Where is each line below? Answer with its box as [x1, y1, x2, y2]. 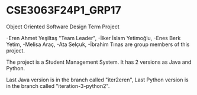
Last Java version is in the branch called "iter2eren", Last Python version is [6, 76, 189, 83]
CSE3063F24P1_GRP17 [6, 4, 121, 17]
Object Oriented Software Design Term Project [6, 23, 120, 30]
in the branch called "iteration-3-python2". [6, 82, 110, 89]
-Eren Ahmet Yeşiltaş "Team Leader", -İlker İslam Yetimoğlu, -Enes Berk [6, 34, 181, 41]
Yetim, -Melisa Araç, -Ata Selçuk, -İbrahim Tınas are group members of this [6, 41, 190, 48]
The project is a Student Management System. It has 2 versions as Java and [6, 58, 192, 65]
